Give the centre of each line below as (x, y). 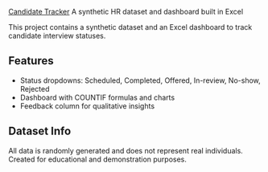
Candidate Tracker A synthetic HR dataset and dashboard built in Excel (126, 12)
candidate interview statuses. (57, 36)
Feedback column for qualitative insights (87, 106)
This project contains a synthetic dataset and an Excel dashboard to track (130, 27)
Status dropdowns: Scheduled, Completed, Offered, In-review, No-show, (140, 80)
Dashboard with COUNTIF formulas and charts (97, 97)
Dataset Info (40, 131)
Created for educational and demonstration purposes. (98, 159)
